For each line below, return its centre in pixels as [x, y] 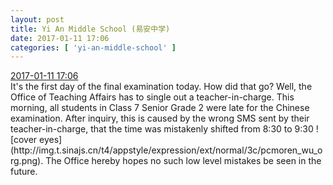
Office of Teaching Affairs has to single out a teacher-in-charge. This [152, 97]
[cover [24, 140]
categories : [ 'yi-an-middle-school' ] [93, 47]
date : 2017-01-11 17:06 [60, 38]
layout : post [37, 19]
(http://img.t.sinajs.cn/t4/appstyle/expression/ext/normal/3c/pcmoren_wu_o [166, 150]
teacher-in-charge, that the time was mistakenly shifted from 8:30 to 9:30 [162, 129]
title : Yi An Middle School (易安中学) [90, 29]
